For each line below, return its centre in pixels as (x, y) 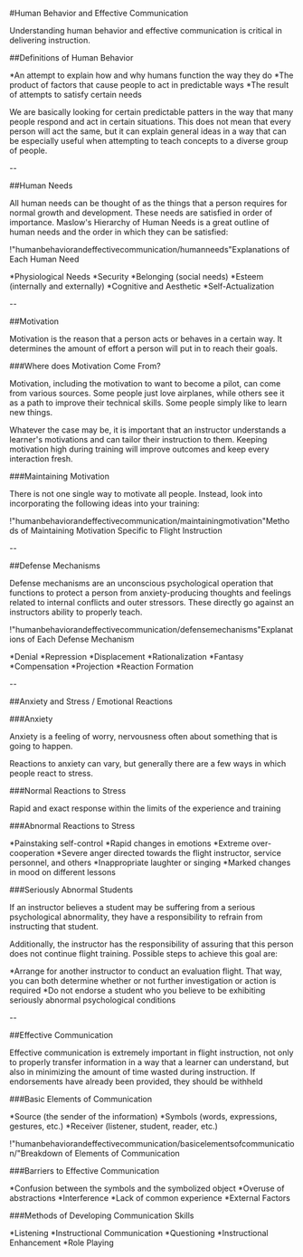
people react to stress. (51, 773)
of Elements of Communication (123, 1153)
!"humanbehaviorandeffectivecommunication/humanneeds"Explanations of (150, 249)
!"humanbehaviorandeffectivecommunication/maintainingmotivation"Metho (150, 521)
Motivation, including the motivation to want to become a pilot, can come (145, 383)
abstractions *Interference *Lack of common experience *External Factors (150, 1198)
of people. (28, 150)
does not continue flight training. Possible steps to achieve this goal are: (144, 953)
